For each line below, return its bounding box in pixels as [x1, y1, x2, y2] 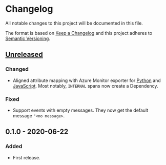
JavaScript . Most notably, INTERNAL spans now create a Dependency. [12, 82, 158, 89]
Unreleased [5, 50, 44, 59]
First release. [12, 154, 40, 160]
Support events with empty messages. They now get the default [12, 107, 149, 113]
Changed [5, 66, 29, 73]
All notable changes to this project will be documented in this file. [5, 20, 143, 26]
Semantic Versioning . [5, 35, 50, 42]
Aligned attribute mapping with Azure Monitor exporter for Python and [12, 77, 161, 84]
